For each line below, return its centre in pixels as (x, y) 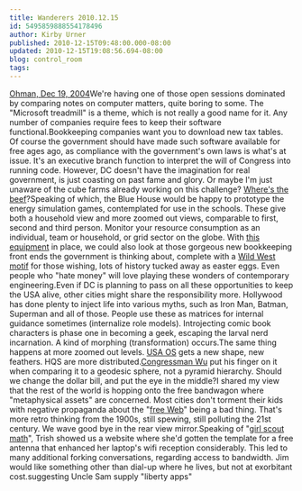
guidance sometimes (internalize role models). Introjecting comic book (140, 323)
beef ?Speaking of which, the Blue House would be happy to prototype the (147, 198)
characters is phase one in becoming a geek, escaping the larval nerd (139, 332)
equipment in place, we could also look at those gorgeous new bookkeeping (151, 246)
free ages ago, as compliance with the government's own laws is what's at (148, 150)
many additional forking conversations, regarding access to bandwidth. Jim (149, 457)
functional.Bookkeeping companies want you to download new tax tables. (146, 132)
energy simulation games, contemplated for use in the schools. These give (148, 208)
